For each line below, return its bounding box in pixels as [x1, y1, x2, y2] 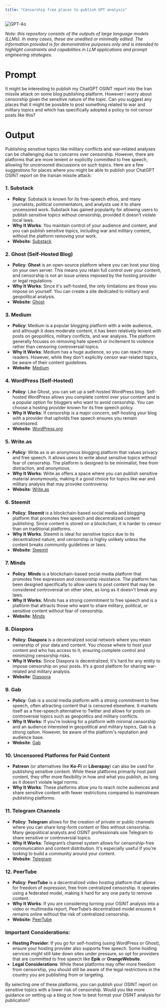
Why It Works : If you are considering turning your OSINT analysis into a [12, 901, 160, 907]
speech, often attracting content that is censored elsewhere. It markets [12, 703, 158, 709]
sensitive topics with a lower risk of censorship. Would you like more [5, 987, 145, 993]
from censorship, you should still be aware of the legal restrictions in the [12, 967, 160, 973]
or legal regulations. [12, 278, 54, 284]
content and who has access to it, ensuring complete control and [12, 647, 145, 653]
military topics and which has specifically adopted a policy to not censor [5, 106, 153, 112]
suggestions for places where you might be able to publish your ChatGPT [5, 167, 155, 173]
